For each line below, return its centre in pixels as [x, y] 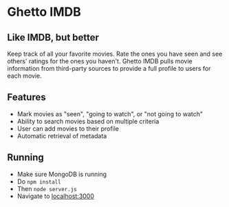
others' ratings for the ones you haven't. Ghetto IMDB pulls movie [100, 61]
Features [26, 97]
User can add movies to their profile [68, 129]
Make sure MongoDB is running [62, 174]
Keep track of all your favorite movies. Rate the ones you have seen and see [115, 54]
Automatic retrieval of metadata [62, 135]
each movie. [25, 76]
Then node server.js [47, 188]
